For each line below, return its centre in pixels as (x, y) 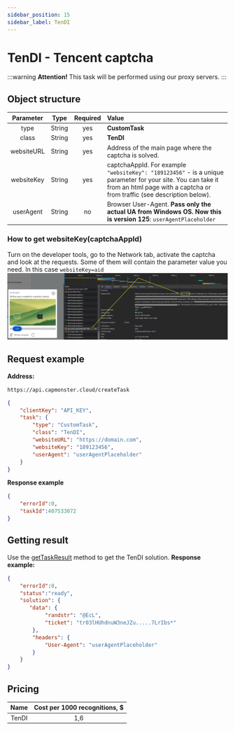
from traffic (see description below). (159, 194)
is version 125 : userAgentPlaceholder (162, 219)
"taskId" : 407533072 (48, 511)
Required (87, 118)
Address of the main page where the (159, 148)
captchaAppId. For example (147, 165)
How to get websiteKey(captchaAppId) (74, 239)
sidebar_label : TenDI (39, 22)
